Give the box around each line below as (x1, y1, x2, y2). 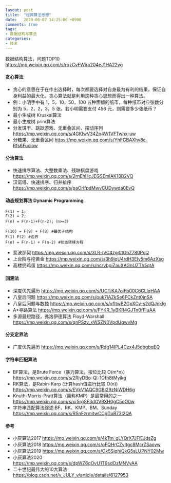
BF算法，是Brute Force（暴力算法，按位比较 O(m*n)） (12, 368, 128, 375)
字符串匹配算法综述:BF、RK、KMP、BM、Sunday (12, 404, 118, 411)
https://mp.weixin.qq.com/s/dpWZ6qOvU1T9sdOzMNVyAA (12, 460, 138, 467)
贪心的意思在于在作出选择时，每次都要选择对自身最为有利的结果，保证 (12, 86, 162, 92)
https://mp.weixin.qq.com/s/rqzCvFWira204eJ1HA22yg (5, 61, 123, 67)
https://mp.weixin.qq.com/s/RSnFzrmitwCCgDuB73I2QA (12, 410, 132, 416)
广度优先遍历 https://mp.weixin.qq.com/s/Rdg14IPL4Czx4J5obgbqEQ (12, 344, 160, 350)
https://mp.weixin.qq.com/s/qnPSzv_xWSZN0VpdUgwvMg (12, 319, 138, 325)
